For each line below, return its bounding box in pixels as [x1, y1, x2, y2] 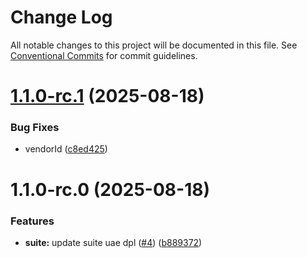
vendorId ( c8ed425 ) [24, 143, 108, 155]
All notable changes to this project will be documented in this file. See [10, 39, 298, 51]
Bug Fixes [10, 121, 60, 135]
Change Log [10, 6, 113, 29]
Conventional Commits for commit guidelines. [10, 49, 198, 61]
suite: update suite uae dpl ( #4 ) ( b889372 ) [24, 236, 203, 248]
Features [10, 214, 55, 228]
